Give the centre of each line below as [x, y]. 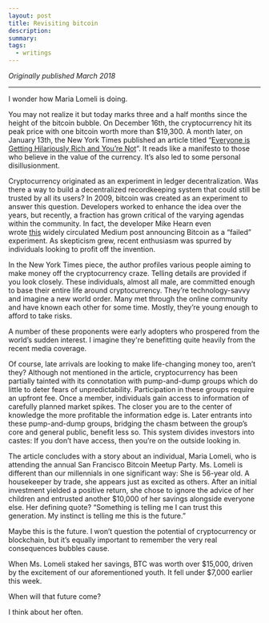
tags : [17, 46]
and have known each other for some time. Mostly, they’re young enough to [133, 307]
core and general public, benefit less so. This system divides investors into [131, 432]
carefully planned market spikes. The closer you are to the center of [120, 407]
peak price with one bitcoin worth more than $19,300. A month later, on [126, 131]
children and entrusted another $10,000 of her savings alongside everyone [131, 499]
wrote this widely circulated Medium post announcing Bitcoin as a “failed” [130, 232]
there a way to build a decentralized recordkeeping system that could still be [134, 190]
